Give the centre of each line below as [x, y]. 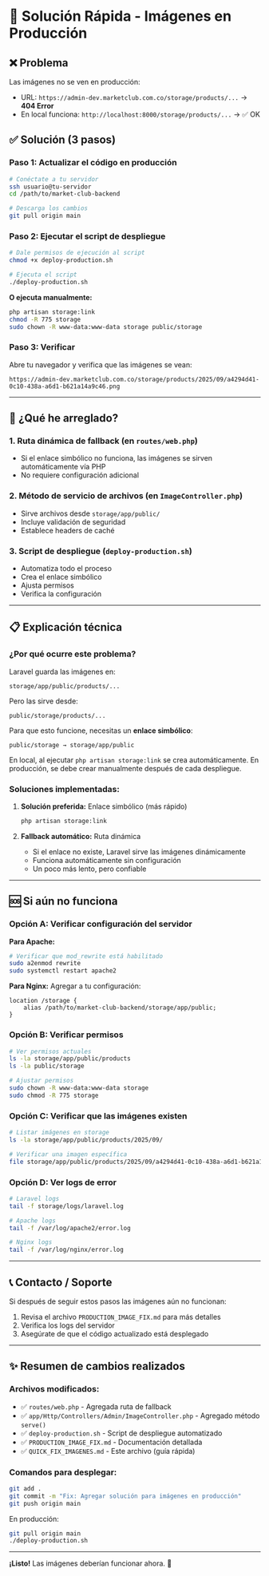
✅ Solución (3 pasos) [63, 140]
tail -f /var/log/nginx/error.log [67, 1250]
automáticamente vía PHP [63, 467]
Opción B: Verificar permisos [66, 1035]
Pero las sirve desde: [44, 701]
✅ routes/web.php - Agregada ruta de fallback [96, 1406]
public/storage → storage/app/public [72, 745]
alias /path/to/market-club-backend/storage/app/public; [120, 1008]
